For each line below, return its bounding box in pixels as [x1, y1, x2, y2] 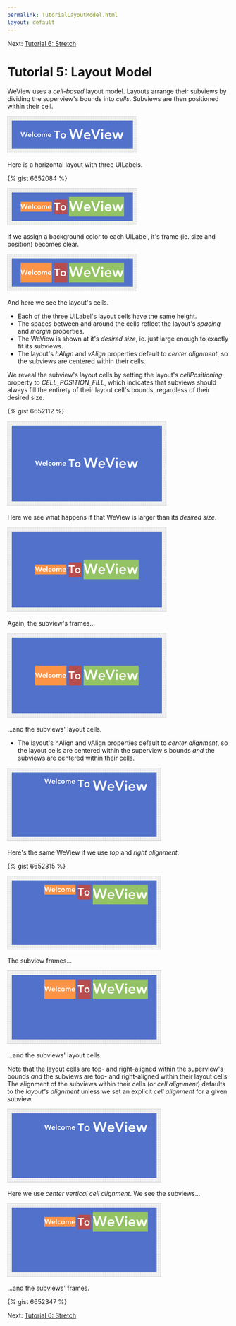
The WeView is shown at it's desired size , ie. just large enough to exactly [17, 334, 229, 343]
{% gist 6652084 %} [7, 174, 68, 183]
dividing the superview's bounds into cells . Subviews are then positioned [7, 95, 219, 103]
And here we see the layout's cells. [7, 298, 109, 307]
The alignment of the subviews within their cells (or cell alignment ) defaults [7, 1080, 225, 1089]
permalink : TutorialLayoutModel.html [7, 11, 118, 18]
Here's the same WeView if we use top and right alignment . [7, 848, 180, 857]
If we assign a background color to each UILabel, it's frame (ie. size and [7, 233, 216, 241]
